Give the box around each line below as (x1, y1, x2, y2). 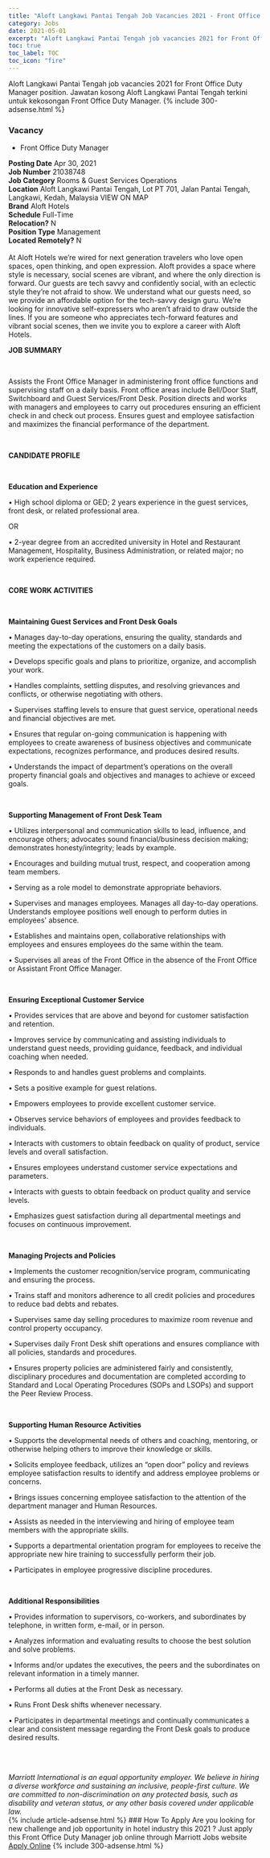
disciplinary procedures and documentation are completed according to (8, 1371, 247, 1382)
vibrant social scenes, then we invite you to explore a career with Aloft (8, 321, 241, 331)
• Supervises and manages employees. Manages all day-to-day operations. (8, 898, 259, 908)
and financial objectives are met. (8, 714, 117, 724)
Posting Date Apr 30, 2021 (8, 159, 96, 168)
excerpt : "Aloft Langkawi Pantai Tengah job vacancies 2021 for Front (8, 34, 250, 43)
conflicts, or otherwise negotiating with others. (8, 690, 163, 699)
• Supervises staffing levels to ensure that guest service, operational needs (8, 705, 259, 715)
